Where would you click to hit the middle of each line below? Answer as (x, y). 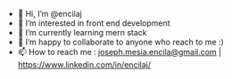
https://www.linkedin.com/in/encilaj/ (84, 65)
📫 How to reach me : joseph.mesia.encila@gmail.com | (119, 52)
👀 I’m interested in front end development (94, 23)
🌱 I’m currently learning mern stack (82, 32)
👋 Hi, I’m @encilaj (50, 14)
